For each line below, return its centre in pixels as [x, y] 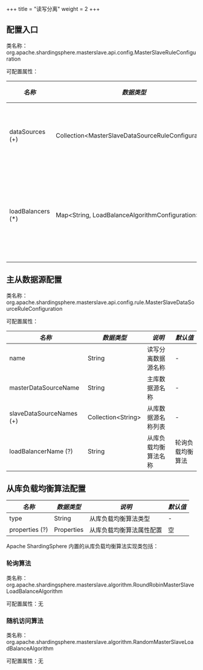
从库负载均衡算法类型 [120, 519]
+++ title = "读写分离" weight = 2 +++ [53, 9]
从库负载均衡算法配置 [46, 489]
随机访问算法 [25, 621]
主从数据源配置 [34, 280]
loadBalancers [30, 211]
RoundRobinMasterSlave [163, 585]
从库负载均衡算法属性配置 [126, 530]
